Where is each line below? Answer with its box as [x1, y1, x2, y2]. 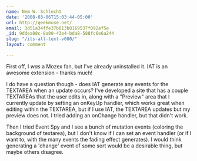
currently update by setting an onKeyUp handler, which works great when [6, 99, 185, 106]
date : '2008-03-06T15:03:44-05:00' [6, 14, 94, 20]
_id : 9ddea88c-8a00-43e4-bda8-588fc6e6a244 [6, 31, 115, 37]
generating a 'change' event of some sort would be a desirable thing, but [6, 142, 183, 149]
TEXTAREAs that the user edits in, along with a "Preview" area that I [6, 93, 170, 100]
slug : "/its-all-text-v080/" [6, 36, 78, 42]
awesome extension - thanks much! [6, 69, 93, 76]
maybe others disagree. [6, 148, 64, 155]
